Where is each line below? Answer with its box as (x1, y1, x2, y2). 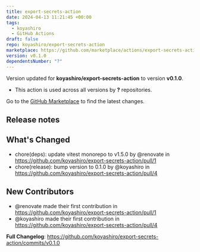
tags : (6, 20, 20, 25)
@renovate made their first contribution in (14, 202, 118, 209)
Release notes (6, 114, 60, 125)
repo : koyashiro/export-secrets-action (6, 42, 105, 48)
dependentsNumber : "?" (6, 58, 62, 64)
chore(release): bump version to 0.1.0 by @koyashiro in (14, 163, 150, 170)
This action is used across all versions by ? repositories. (14, 86, 152, 93)
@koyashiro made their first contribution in (14, 215, 120, 222)
